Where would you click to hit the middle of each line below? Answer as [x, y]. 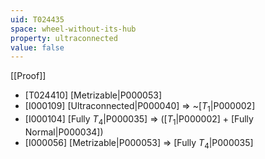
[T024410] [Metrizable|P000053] [93, 95]
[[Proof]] [28, 76]
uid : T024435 [37, 19]
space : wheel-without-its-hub [73, 29]
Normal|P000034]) [64, 132]
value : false [37, 47]
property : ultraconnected [64, 38]
